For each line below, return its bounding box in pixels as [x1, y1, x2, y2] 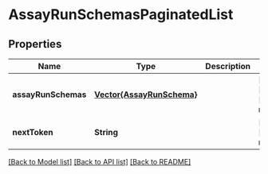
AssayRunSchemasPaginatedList [8, 6, 234, 24]
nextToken [12, 127, 53, 137]
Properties [8, 37, 62, 51]
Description [205, 61, 251, 72]
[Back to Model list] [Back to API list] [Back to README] [8, 157, 191, 166]
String [94, 127, 118, 137]
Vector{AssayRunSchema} [94, 89, 198, 100]
